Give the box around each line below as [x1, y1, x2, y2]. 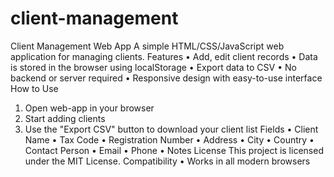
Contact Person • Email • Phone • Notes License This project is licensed [24, 144, 324, 156]
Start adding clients [24, 112, 106, 124]
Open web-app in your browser [24, 102, 155, 114]
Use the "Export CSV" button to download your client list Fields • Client [24, 123, 319, 135]
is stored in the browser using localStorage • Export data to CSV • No [10, 61, 297, 73]
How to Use [10, 82, 59, 94]
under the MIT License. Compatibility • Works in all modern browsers [24, 155, 311, 167]
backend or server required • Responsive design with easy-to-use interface [10, 72, 323, 84]
